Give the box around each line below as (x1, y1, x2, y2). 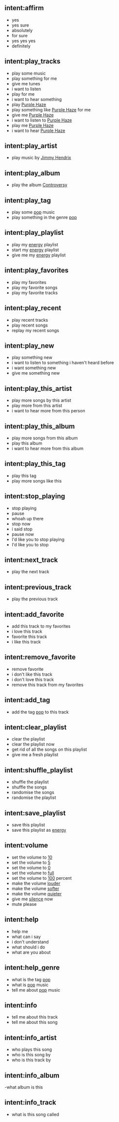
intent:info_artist (4, 1033, 57, 1042)
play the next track (11, 569, 50, 575)
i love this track (11, 629, 42, 634)
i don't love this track (11, 676, 54, 682)
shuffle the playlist (11, 779, 49, 785)
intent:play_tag (4, 196, 51, 204)
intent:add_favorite (4, 610, 64, 618)
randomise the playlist (11, 794, 57, 801)
